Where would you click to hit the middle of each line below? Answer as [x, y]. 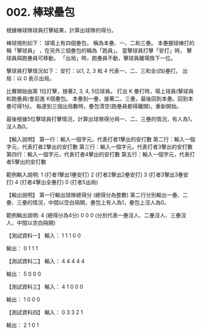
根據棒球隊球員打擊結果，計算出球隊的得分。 [61, 30]
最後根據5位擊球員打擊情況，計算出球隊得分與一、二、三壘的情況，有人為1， [101, 119]
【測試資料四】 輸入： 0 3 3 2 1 [44, 312]
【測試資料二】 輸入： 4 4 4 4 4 [46, 261]
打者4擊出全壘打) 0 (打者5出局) [60, 182]
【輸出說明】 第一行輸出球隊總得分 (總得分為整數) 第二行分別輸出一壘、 [94, 195]
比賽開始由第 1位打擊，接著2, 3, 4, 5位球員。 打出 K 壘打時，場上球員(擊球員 [100, 91]
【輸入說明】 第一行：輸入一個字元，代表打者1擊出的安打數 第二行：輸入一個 [101, 139]
